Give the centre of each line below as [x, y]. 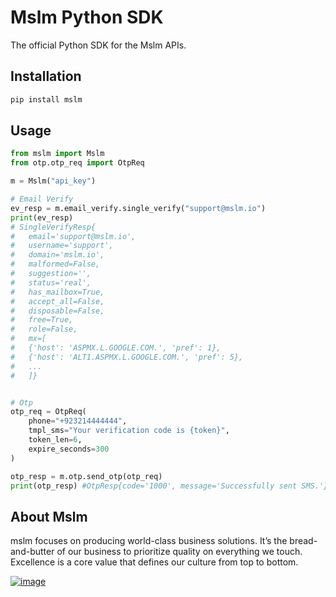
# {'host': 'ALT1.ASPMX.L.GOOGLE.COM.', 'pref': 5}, [127, 357]
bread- [303, 541]
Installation [46, 76]
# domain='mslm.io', [57, 255]
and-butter [32, 552]
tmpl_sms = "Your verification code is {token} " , [129, 431]
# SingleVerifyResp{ [53, 227]
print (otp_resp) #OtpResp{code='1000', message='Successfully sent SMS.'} [169, 486]
